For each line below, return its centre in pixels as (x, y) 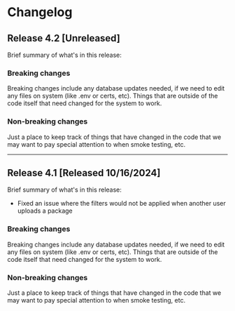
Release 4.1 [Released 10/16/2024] (84, 173)
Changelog (40, 12)
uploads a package (45, 211)
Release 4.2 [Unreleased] (64, 38)
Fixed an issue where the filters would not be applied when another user (121, 204)
